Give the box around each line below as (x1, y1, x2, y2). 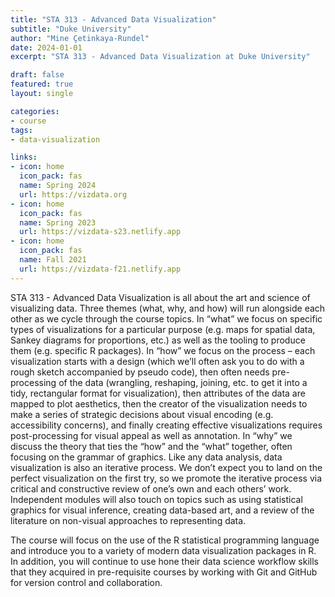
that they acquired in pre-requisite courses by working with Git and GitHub (10, 566, 318, 578)
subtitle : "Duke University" (10, 24, 132, 34)
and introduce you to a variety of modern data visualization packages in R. (10, 544, 317, 556)
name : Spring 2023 (19, 217, 97, 228)
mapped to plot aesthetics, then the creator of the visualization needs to (10, 397, 308, 410)
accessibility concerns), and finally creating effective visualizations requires (10, 419, 323, 431)
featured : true (10, 79, 74, 90)
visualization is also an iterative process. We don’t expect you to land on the (10, 461, 323, 473)
